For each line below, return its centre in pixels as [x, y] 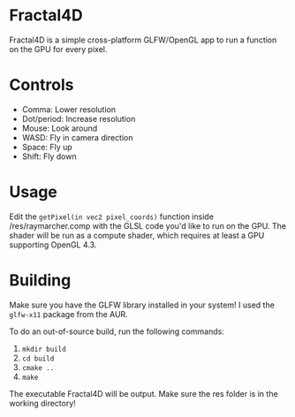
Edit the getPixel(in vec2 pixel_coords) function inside [112, 216]
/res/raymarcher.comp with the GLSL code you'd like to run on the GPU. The [148, 225]
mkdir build [44, 349]
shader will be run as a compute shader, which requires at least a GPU [137, 235]
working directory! [43, 403]
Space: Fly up [47, 147]
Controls [42, 85]
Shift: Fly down [49, 156]
